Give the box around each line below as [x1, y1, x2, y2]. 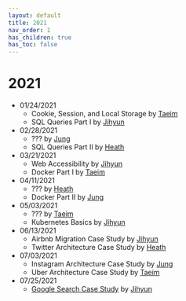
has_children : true [8, 33, 72, 42]
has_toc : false [8, 41, 58, 49]
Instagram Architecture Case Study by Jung [31, 259, 173, 269]
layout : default [8, 11, 61, 20]
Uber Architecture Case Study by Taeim [31, 268, 160, 277]
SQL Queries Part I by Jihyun [31, 117, 126, 127]
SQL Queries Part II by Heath [31, 142, 125, 152]
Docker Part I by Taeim [31, 167, 106, 177]
